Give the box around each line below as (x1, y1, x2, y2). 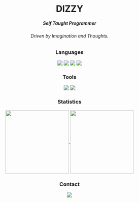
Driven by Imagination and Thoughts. (30, 33, 109, 39)
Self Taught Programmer (43, 20, 96, 26)
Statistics (57, 98, 82, 106)
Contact (59, 181, 80, 188)
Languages (55, 49, 84, 56)
